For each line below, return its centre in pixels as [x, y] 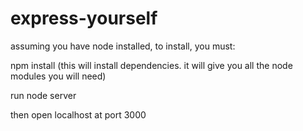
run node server [43, 95]
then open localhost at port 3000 [78, 114]
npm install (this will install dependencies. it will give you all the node [151, 65]
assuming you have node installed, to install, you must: [123, 46]
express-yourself [84, 18]
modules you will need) [58, 76]
